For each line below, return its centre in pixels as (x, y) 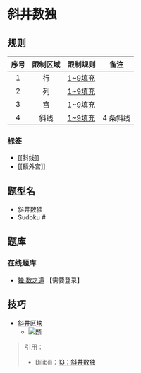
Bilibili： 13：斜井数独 (66, 362)
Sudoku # (31, 217)
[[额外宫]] (31, 166)
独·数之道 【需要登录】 (50, 280)
